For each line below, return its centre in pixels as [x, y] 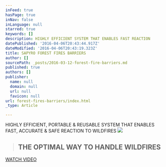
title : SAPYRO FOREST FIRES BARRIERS [46, 53]
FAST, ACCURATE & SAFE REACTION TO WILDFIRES [61, 131]
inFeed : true [19, 10]
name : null [22, 82]
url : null [20, 91]
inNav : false [19, 20]
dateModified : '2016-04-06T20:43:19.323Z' [51, 48]
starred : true [21, 29]
